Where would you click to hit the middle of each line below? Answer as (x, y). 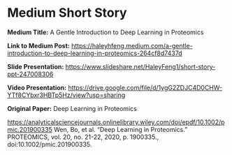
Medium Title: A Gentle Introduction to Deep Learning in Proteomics (106, 32)
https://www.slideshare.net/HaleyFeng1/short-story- (140, 66)
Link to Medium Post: (38, 45)
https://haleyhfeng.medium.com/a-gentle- (132, 45)
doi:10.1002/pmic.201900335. (50, 144)
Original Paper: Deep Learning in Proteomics (72, 108)
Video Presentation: (37, 87)
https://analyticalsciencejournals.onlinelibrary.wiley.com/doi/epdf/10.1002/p (116, 122)
